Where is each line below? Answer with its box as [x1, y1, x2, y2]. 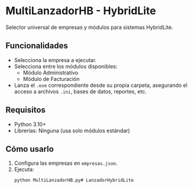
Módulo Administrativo [22, 69, 78, 76]
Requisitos [5, 105, 46, 115]
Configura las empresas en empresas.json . [14, 159, 118, 167]
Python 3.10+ [14, 120, 47, 128]
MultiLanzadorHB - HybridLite [5, 4, 156, 18]
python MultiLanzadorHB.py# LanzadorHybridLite [14, 177, 134, 184]
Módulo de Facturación [22, 75, 80, 82]
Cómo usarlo [5, 144, 54, 154]
